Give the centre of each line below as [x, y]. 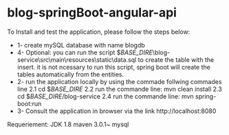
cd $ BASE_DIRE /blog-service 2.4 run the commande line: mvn [105, 96]
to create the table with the [176, 59]
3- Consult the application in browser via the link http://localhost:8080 [117, 111]
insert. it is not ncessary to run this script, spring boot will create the [114, 67]
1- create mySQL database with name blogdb [81, 45]
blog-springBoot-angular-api [92, 13]
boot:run [29, 103]
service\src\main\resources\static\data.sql [77, 59]
